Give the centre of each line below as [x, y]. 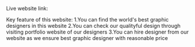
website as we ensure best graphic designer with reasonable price [87, 38]
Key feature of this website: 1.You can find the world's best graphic [87, 19]
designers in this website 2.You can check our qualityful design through [93, 26]
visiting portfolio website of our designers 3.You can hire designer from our [97, 32]
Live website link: [27, 8]
